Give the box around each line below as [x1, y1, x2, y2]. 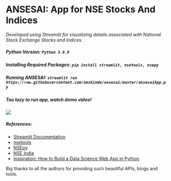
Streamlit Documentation [13, 134, 66, 139]
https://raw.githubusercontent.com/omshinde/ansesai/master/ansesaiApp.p [6, 80, 166, 85]
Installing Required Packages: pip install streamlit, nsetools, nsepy [6, 62, 159, 68]
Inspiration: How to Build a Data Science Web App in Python [13, 155, 140, 162]
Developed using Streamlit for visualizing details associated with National [6, 31, 161, 37]
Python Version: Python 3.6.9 [6, 49, 69, 55]
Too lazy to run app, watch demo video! [6, 96, 92, 103]
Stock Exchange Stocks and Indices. [6, 37, 83, 43]
